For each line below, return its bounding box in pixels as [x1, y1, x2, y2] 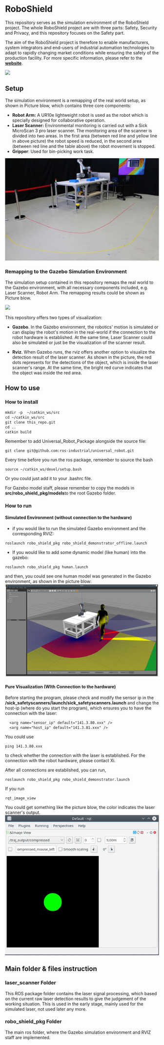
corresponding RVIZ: [12, 531, 54, 536]
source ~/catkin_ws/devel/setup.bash [5, 467, 82, 472]
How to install [5, 399, 38, 405]
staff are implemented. [5, 1034, 51, 1040]
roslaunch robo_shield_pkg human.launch [5, 564, 89, 570]
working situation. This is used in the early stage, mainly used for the [5, 1001, 144, 1007]
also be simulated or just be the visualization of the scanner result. [12, 340, 146, 345]
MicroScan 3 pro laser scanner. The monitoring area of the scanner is [12, 128, 152, 133]
